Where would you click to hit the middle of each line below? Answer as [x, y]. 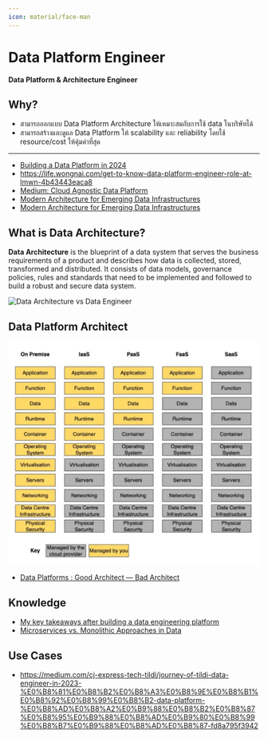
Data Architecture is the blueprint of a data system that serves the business [134, 252]
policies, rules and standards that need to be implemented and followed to [130, 278]
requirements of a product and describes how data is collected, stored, [125, 260]
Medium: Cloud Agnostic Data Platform [84, 191]
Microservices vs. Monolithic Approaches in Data [100, 630]
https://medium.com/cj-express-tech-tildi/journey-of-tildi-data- [124, 674]
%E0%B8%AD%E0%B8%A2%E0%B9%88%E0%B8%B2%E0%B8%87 [137, 708]
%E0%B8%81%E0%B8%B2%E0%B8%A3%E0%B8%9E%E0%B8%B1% [139, 692]
